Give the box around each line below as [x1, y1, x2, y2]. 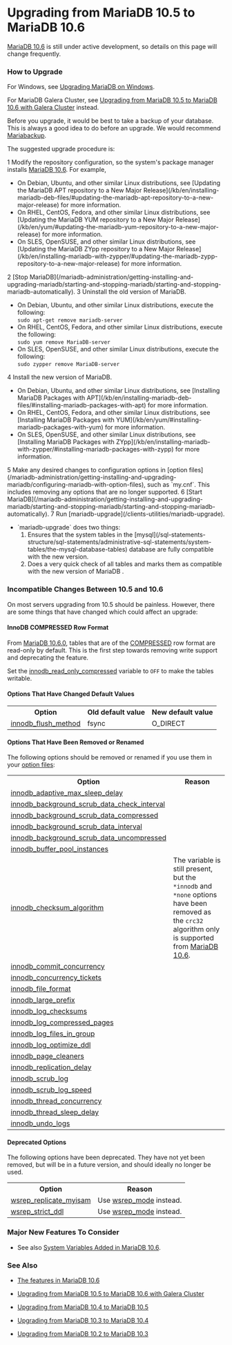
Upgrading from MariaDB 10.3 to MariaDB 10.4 [17, 1316, 149, 1324]
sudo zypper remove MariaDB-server [17, 361, 120, 368]
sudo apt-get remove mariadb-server [17, 317, 123, 324]
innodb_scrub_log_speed [10, 1085, 92, 1095]
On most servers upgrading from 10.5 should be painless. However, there [7, 600, 215, 608]
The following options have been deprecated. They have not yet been [7, 1153, 205, 1161]
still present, [173, 864, 213, 874]
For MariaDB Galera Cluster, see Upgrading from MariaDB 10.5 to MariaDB [7, 96, 217, 104]
